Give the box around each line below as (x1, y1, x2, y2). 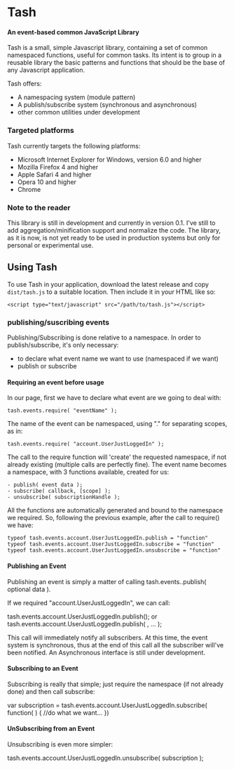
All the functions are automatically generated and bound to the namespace (7, 506, 223, 515)
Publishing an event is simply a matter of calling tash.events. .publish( (7, 577, 207, 586)
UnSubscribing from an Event (7, 725, 95, 733)
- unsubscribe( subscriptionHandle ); (7, 493, 121, 501)
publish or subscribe (17, 362, 77, 370)
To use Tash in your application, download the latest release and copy (7, 280, 209, 288)
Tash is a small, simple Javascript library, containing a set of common (7, 44, 208, 52)
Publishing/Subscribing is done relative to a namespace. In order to (7, 333, 201, 342)
